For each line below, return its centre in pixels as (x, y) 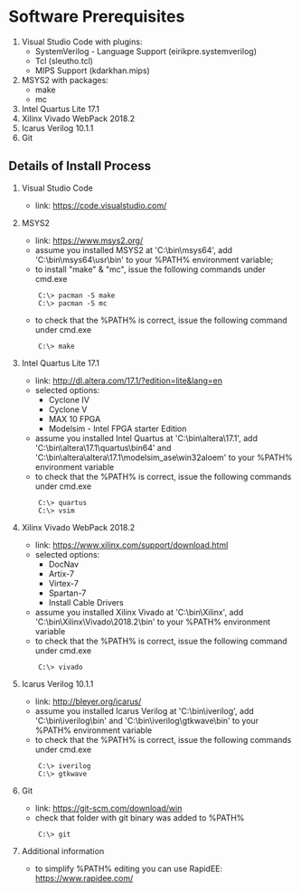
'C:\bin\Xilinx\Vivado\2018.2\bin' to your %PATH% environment (153, 622)
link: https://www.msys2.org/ (89, 240)
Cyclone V (68, 409)
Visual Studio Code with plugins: (82, 42)
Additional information (63, 850)
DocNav (63, 564)
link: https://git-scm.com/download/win (108, 808)
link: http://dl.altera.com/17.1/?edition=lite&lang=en (129, 380)
